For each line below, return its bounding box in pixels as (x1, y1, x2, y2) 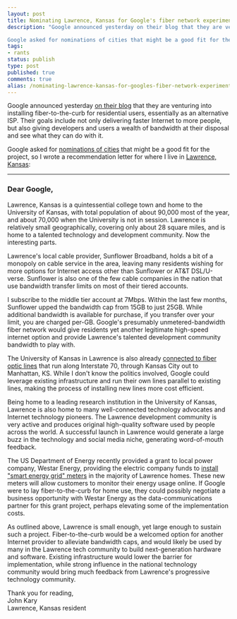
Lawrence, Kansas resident (7, 603, 87, 612)
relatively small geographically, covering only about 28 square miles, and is (7, 223, 226, 232)
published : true (7, 68, 55, 76)
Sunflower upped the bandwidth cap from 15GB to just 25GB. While (7, 303, 203, 311)
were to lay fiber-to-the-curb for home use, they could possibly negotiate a (7, 486, 226, 495)
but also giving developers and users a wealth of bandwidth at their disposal (7, 124, 229, 133)
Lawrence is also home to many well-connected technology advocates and (7, 405, 226, 414)
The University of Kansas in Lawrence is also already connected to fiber (7, 354, 217, 362)
